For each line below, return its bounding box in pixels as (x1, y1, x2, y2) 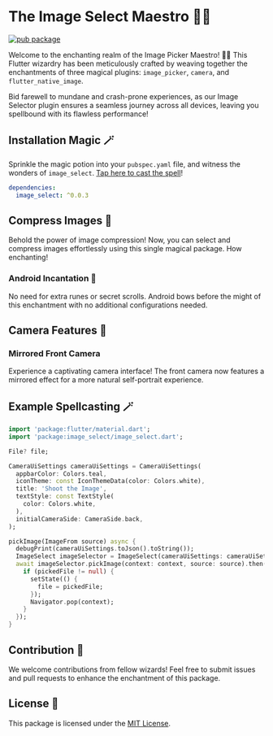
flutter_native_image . (8, 76, 84, 85)
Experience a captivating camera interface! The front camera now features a (8, 366, 265, 377)
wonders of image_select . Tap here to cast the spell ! (8, 168, 184, 177)
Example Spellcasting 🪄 (8, 399, 134, 413)
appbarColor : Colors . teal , (15, 469, 107, 478)
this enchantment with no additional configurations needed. (8, 300, 208, 310)
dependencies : (8, 183, 57, 192)
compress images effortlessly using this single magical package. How (8, 244, 242, 254)
